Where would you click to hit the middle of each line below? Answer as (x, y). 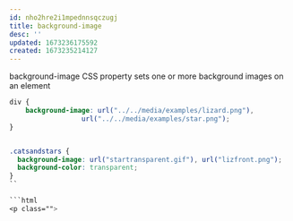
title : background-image (56, 26)
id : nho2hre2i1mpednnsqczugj (64, 17)
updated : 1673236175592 (54, 42)
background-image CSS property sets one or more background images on (146, 76)
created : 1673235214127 (54, 51)
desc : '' (26, 34)
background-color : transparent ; (78, 168)
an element (30, 86)
